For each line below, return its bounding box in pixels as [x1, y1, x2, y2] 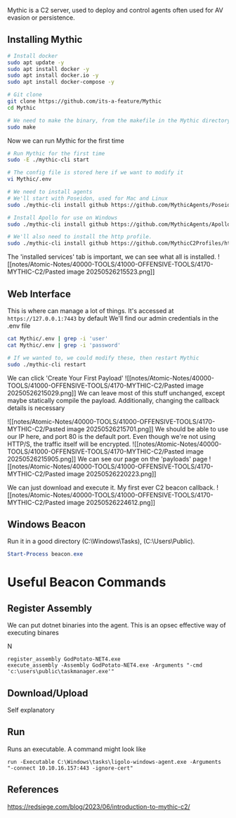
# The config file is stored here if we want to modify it [7, 169, 184, 177]
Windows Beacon [7, 518, 86, 530]
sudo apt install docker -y [7, 65, 90, 72]
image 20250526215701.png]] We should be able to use [66, 425, 229, 433]
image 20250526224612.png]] [66, 498, 156, 506]
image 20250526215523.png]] [66, 267, 155, 276]
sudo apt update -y [7, 59, 65, 66]
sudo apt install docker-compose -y [7, 79, 114, 86]
